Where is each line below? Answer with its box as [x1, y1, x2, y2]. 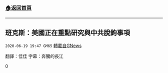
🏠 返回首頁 [5, 4, 32, 11]
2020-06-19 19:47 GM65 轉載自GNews [5, 42, 82, 48]
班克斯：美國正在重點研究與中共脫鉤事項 [5, 28, 130, 37]
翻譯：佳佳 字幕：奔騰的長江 [5, 53, 63, 59]
